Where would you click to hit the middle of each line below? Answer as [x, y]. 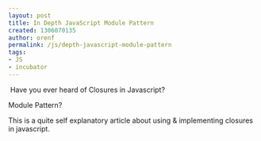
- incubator [28, 67]
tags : [17, 52]
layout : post [30, 15]
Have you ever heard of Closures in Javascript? [87, 90]
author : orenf [32, 38]
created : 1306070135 [42, 30]
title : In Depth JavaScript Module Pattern [81, 23]
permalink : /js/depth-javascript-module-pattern [90, 45]
